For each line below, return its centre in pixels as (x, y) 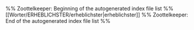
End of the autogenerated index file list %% (58, 21)
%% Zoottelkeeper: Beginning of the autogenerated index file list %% (90, 9)
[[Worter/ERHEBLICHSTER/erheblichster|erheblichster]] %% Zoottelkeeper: (97, 15)
